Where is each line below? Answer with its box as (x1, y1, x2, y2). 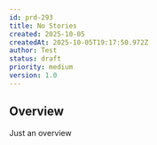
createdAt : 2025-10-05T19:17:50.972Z (9, 37, 149, 47)
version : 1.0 (9, 71, 58, 80)
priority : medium (9, 63, 74, 72)
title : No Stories (9, 21, 77, 30)
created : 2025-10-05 (9, 29, 86, 38)
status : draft (9, 54, 62, 63)
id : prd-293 (9, 12, 53, 22)
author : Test (9, 46, 58, 55)
